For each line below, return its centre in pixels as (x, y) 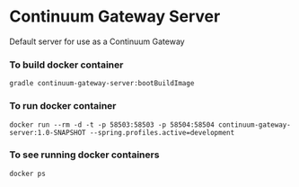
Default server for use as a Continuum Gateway (97, 41)
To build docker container (66, 65)
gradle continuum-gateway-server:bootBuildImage (102, 84)
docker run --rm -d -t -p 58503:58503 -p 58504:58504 (112, 125)
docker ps (28, 174)
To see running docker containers (84, 155)
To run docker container (63, 106)
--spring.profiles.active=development (162, 132)
